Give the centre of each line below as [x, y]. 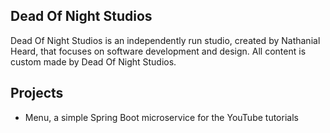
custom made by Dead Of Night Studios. [93, 61]
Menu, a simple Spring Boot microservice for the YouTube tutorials [161, 117]
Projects [37, 93]
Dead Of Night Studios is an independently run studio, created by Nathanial [165, 40]
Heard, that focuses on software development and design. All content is [158, 51]
